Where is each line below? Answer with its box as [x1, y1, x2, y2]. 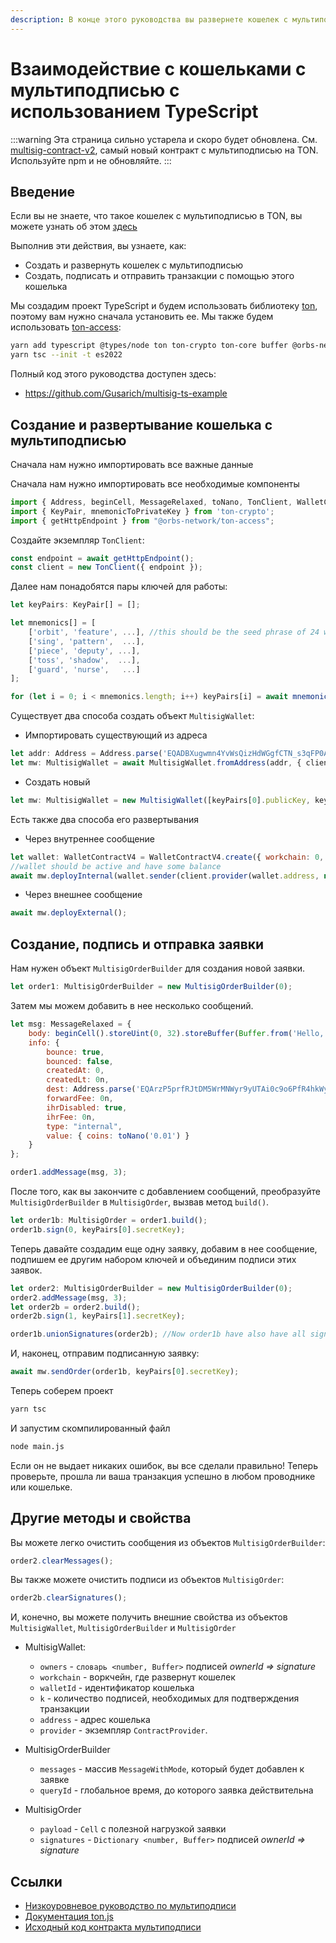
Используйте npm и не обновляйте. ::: [10, 154, 172, 166]
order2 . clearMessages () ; [10, 1556, 114, 1566]
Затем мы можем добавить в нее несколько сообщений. [10, 1000, 254, 1011]
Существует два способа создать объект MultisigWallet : [10, 710, 255, 722]
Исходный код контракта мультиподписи [24, 1921, 202, 1933]
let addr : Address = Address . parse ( [10, 749, 163, 759]
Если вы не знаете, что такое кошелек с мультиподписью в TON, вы [10, 210, 303, 222]
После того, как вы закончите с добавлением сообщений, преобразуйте [10, 1186, 321, 1197]
